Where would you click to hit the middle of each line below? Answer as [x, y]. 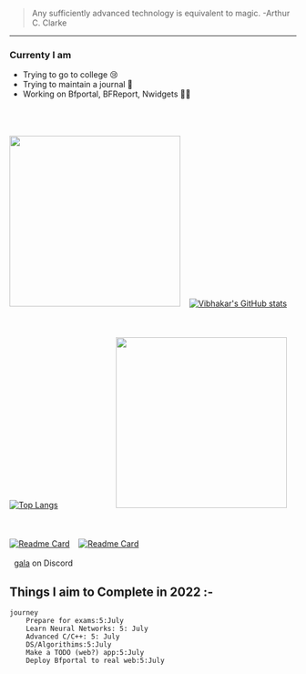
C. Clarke [49, 23]
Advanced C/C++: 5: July [73, 637]
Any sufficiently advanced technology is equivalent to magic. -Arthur [161, 13]
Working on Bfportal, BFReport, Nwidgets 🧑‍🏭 [107, 94]
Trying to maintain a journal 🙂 [78, 85]
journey [24, 613]
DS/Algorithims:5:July [69, 645]
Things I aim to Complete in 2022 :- [112, 592]
